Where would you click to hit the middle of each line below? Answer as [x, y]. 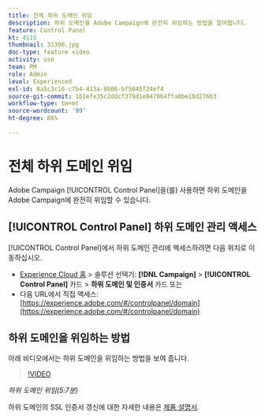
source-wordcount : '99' [47, 111]
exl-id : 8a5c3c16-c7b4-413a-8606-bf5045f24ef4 [86, 89]
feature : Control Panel [47, 30]
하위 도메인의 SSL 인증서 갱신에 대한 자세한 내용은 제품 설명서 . [104, 407]
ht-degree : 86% [33, 118]
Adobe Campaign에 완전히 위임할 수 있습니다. [80, 200]
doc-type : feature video [49, 52]
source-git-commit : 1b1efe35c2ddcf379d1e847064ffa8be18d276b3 [112, 96]
